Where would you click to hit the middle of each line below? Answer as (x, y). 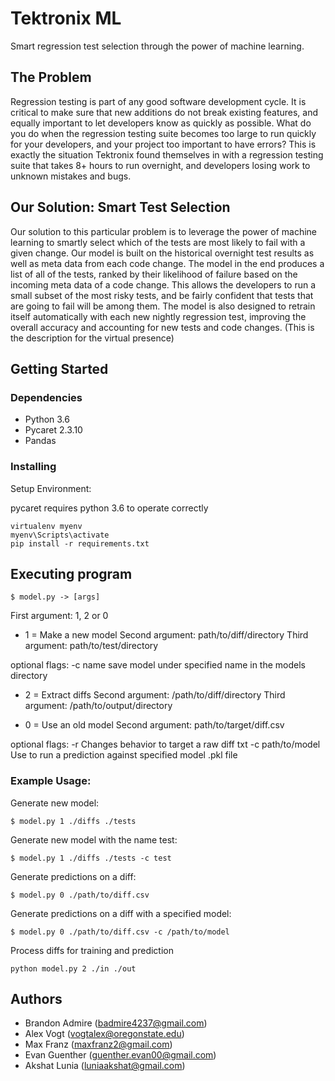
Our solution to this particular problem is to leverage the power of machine (163, 231)
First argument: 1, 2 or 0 (59, 616)
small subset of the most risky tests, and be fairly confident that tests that (162, 295)
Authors (36, 999)
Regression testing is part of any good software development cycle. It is (158, 101)
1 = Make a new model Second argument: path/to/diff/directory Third (166, 635)
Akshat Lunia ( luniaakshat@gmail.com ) (105, 1066)
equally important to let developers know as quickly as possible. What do (161, 123)
